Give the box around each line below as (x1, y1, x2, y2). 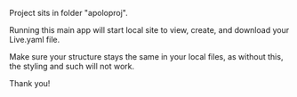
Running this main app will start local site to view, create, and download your (9, 25, 290, 35)
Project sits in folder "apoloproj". (9, 8, 129, 18)
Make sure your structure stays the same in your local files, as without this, (9, 52, 284, 61)
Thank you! (9, 78, 51, 88)
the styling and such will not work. (9, 61, 135, 71)
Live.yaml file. (9, 35, 60, 44)
